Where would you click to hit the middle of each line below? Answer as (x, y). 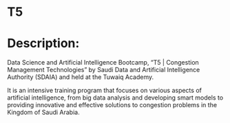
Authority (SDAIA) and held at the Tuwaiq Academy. (81, 77)
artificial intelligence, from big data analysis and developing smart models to (115, 98)
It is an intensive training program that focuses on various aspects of (104, 91)
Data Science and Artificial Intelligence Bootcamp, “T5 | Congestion (103, 63)
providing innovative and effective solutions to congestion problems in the (112, 105)
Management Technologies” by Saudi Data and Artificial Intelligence (104, 70)
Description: (43, 44)
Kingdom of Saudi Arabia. (44, 112)
